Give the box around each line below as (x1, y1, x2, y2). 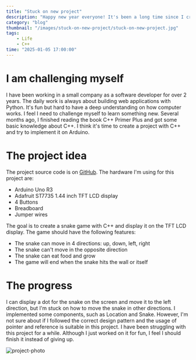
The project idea (6, 149, 87, 162)
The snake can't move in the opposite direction (14, 246, 128, 253)
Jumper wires (14, 211, 48, 218)
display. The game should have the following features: (6, 228, 136, 235)
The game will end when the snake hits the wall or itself (14, 258, 148, 265)
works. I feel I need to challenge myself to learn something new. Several (6, 109, 179, 117)
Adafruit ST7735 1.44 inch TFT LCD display (14, 192, 118, 199)
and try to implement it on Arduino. (6, 128, 90, 135)
